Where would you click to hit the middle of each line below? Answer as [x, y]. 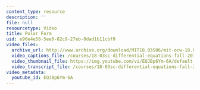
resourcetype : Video [32, 28]
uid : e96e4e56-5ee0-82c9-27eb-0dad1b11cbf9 [61, 39]
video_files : [22, 45]
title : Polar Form [29, 34]
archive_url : [28, 50]
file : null [20, 22]
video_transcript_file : [41, 67]
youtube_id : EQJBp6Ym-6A [42, 78]
